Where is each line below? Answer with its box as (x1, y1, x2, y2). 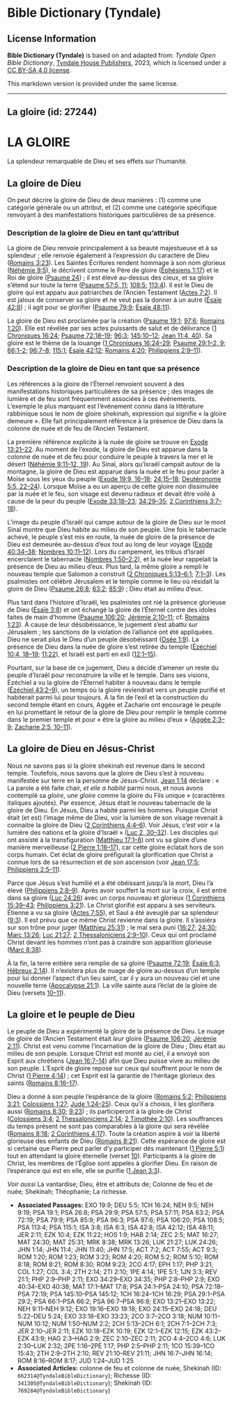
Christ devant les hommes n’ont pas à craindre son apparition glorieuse (7, 938, 212, 946)
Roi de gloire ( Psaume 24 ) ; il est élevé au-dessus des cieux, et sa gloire (7, 273, 214, 282)
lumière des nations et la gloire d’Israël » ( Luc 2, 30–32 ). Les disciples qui (7, 828, 218, 836)
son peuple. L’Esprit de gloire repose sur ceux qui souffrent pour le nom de (7, 1064, 223, 1073)
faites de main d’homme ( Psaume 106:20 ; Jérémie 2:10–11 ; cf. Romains (7, 612, 210, 621)
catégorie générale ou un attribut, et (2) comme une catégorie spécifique (7, 204, 217, 212)
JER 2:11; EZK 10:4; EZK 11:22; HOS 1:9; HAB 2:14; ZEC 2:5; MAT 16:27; (17, 1231, 219, 1239)
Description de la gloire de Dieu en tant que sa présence (7, 364, 201, 374)
